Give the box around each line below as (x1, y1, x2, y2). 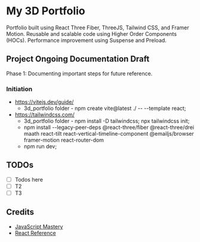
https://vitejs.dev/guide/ (14, 99, 74, 106)
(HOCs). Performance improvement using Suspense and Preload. (6, 36, 167, 44)
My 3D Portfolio (6, 4, 85, 18)
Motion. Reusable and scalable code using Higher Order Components (6, 30, 177, 37)
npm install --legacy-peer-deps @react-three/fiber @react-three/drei (23, 124, 195, 131)
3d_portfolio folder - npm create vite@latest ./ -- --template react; (23, 105, 186, 112)
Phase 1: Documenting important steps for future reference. (6, 70, 153, 77)
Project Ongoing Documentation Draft (6, 54, 150, 64)
